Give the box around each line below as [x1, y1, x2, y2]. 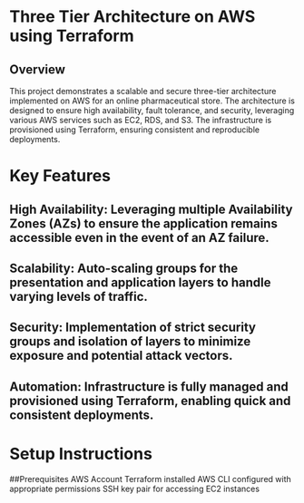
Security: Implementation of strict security [9, 320, 257, 335]
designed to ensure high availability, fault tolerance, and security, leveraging [9, 105, 295, 115]
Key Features [9, 166, 112, 187]
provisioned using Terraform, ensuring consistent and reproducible [9, 124, 260, 135]
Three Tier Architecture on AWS [9, 6, 256, 27]
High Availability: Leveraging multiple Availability [9, 201, 293, 217]
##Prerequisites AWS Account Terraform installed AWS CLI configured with [9, 473, 292, 484]
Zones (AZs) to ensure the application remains [9, 216, 279, 231]
